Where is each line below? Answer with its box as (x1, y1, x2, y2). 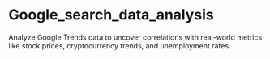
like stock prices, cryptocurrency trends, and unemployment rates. (8, 40, 231, 50)
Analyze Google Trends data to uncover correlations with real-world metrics (8, 32, 263, 42)
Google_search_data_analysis (8, 6, 215, 24)
